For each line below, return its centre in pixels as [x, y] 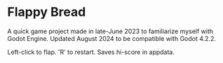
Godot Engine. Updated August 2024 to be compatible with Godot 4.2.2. [111, 38]
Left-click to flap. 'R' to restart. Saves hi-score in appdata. [91, 52]
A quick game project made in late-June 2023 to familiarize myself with [110, 31]
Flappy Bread [47, 12]
